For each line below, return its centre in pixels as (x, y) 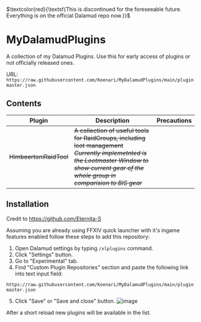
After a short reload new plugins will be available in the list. (79, 312)
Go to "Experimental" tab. (46, 261)
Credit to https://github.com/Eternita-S (54, 218)
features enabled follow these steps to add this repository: (78, 236)
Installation (28, 204)
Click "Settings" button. (44, 254)
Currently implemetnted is (110, 153)
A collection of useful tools (112, 130)
